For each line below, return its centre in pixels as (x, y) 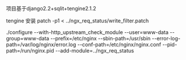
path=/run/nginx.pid (30, 50)
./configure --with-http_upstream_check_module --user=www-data (87, 32)
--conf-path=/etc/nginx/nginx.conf (119, 44)
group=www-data (28, 38)
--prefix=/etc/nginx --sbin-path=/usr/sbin (101, 38)
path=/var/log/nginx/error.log (41, 44)
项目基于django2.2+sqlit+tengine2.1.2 (51, 8)
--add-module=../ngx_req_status (94, 50)
